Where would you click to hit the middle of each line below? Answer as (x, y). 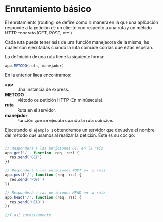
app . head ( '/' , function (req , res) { (43, 197)
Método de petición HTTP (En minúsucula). (60, 100)
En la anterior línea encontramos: (38, 75)
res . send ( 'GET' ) (26, 157)
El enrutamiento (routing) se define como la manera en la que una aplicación (81, 22)
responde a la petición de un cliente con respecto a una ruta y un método (79, 27)
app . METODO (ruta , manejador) (35, 66)
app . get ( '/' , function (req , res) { (42, 153)
